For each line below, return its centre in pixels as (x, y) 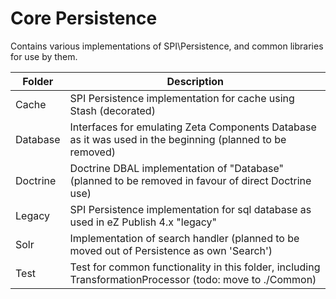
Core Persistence (84, 18)
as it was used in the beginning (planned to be (178, 139)
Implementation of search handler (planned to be (184, 238)
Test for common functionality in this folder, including (195, 267)
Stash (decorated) (112, 110)
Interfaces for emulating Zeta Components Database (193, 127)
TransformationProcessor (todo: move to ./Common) (193, 279)
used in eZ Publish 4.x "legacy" (143, 222)
